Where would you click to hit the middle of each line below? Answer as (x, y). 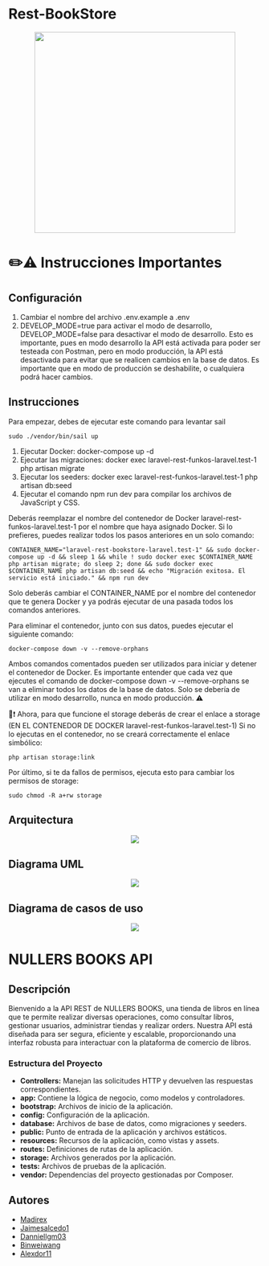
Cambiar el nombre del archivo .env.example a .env (105, 317)
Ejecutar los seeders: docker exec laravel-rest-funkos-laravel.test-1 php (139, 477)
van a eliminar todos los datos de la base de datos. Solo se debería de (124, 689)
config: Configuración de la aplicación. (85, 1115)
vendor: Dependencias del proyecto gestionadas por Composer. (127, 1175)
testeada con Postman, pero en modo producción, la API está (121, 351)
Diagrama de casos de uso (76, 908)
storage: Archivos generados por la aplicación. (98, 1157)
